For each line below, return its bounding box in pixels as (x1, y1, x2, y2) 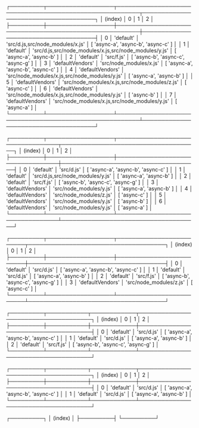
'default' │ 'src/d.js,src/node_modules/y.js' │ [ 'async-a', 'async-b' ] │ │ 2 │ (6, 173, 192, 179)
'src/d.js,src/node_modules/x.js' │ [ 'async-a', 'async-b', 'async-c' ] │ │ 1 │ (6, 40, 191, 48)
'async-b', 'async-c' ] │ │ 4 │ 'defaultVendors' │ (6, 66, 125, 73)
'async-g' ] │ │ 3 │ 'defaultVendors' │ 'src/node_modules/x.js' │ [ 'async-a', (6, 60, 193, 67)
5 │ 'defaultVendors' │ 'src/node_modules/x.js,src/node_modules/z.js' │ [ (6, 79, 187, 86)
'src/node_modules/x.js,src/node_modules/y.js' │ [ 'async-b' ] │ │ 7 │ (6, 91, 178, 98)
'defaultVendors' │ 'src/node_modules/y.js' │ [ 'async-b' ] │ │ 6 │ (6, 198, 167, 205)
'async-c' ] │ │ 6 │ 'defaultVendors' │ (6, 85, 99, 92)
